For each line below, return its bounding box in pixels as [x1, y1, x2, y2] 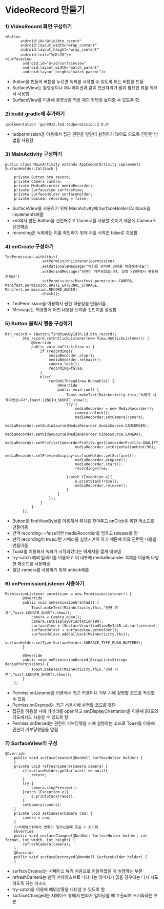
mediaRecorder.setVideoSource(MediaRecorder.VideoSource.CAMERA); [5, 432, 143, 437]
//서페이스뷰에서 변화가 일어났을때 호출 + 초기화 [14, 825, 99, 830]
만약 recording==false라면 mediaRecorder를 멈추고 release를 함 [12, 530, 138, 536]
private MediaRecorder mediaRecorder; [14, 184, 93, 189]
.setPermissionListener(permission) [40, 259, 115, 264]
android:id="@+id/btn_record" [20, 39, 82, 44]
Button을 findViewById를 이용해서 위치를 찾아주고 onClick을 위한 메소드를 [12, 518, 155, 524]
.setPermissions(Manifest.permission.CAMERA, [40, 279, 134, 284]
